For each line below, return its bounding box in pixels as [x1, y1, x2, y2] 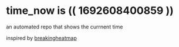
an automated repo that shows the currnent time [6, 23, 123, 30]
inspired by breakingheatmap [6, 34, 77, 41]
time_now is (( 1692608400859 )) [6, 4, 174, 17]
